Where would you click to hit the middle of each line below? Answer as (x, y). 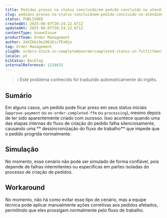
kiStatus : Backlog (24, 61)
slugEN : (13, 51)
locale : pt (16, 56)
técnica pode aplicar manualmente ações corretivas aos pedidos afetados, (82, 205)
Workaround (25, 187)
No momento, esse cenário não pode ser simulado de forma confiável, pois (82, 161)
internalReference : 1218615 (34, 65)
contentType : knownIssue (31, 33)
